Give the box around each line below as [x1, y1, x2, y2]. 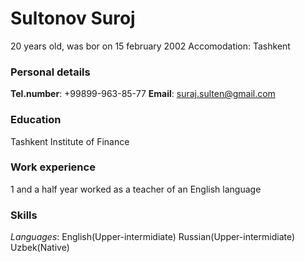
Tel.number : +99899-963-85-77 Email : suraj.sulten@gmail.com [10, 88, 276, 100]
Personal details [10, 65, 91, 79]
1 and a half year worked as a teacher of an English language [10, 183, 262, 195]
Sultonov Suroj [10, 7, 136, 30]
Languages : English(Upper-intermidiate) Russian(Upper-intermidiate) [10, 231, 296, 243]
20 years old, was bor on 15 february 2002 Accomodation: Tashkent [10, 40, 291, 52]
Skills [10, 208, 38, 222]
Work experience [10, 160, 96, 174]
